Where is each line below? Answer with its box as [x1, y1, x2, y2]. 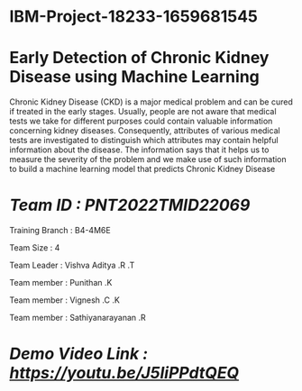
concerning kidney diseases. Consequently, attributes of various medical [9, 125, 281, 136]
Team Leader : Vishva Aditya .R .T [9, 259, 135, 271]
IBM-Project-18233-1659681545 [9, 6, 259, 27]
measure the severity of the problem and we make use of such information [9, 154, 287, 165]
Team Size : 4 [9, 242, 60, 253]
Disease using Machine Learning [9, 67, 260, 87]
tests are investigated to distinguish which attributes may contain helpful [9, 135, 279, 146]
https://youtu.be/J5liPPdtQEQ [9, 363, 240, 384]
